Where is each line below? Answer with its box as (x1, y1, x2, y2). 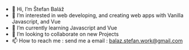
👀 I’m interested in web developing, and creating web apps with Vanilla (11, 12, 184, 19)
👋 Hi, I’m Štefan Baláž (11, 6, 64, 12)
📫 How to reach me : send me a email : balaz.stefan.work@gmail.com (11, 37, 183, 44)
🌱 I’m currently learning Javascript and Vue (11, 24, 118, 31)
